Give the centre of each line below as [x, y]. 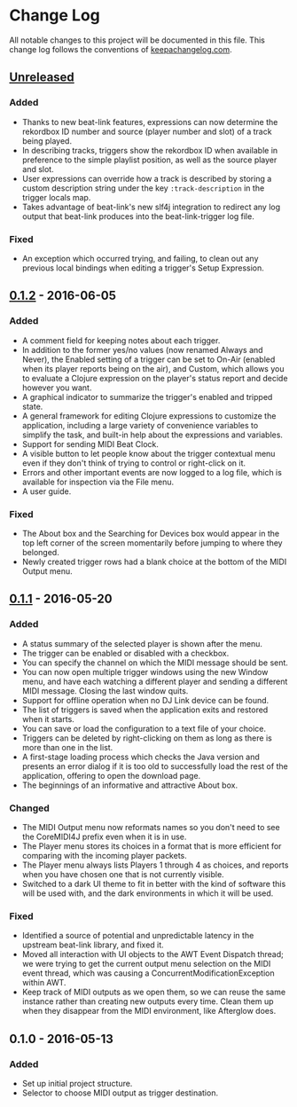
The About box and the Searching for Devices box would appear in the [151, 533]
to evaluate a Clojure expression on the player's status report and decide [155, 378]
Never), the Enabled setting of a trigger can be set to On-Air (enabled [148, 359]
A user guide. [47, 491]
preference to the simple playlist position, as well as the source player [149, 160]
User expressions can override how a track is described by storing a [147, 178]
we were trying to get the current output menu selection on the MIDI [146, 964]
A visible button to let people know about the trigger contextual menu [148, 453]
